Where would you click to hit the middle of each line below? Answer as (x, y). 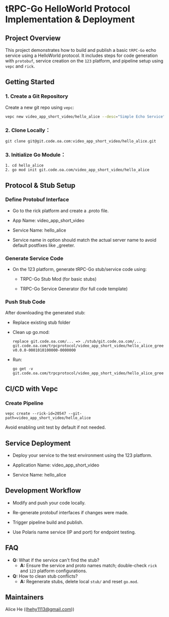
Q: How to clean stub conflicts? (45, 576)
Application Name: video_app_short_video (56, 465)
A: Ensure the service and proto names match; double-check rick (89, 565)
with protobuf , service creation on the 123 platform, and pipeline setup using (84, 61)
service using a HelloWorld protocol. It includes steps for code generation (81, 55)
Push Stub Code (25, 302)
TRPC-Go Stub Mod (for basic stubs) (58, 279)
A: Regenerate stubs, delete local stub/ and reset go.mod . (79, 581)
